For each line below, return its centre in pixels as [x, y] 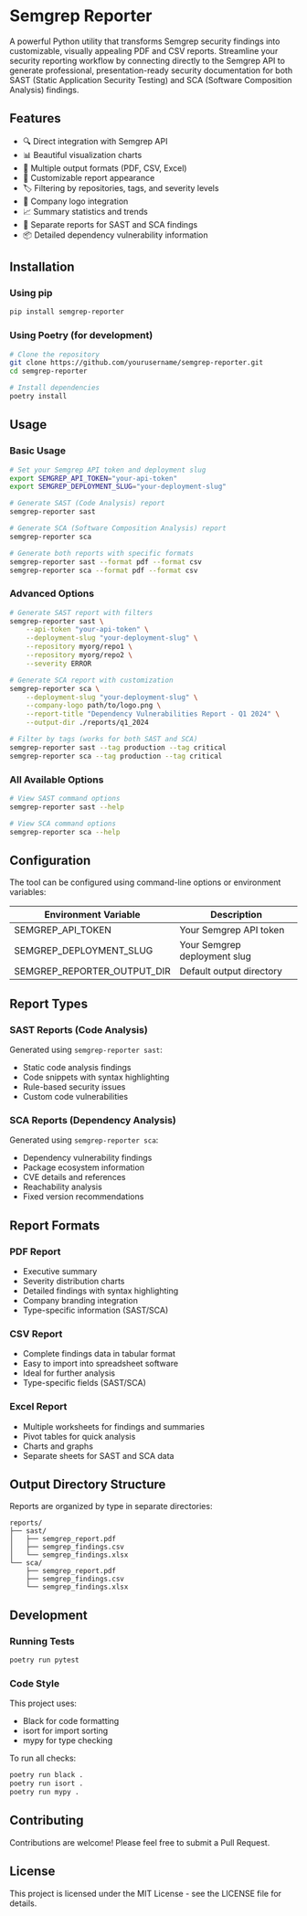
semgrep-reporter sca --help [65, 832]
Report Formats [55, 1225]
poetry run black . [47, 1775]
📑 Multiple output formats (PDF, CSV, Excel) [105, 168]
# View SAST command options [65, 799]
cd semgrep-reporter [49, 371]
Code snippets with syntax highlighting [96, 1077]
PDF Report [35, 1251]
